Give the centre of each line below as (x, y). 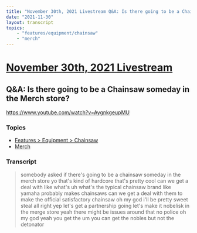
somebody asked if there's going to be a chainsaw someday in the (101, 174)
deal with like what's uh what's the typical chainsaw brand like (96, 187)
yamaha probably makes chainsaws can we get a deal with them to (101, 193)
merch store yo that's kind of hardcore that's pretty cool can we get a (104, 181)
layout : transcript (30, 22)
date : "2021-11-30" (30, 17)
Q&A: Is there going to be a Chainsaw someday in (98, 89)
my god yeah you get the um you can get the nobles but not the (97, 218)
